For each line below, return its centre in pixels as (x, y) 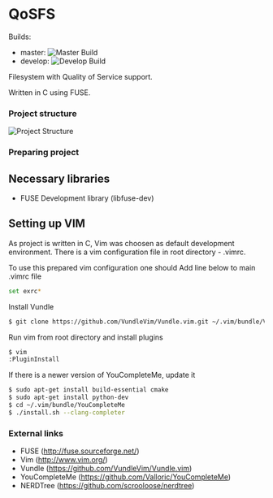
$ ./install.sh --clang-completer (67, 412)
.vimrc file (25, 276)
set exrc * (25, 291)
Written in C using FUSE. (50, 92)
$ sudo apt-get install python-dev (69, 398)
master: (33, 52)
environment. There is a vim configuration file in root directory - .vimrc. (127, 252)
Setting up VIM (47, 224)
